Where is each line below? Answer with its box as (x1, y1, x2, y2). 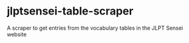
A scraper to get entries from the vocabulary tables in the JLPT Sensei (7, 24, 184, 31)
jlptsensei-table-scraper (7, 4, 134, 18)
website (7, 30, 27, 38)
